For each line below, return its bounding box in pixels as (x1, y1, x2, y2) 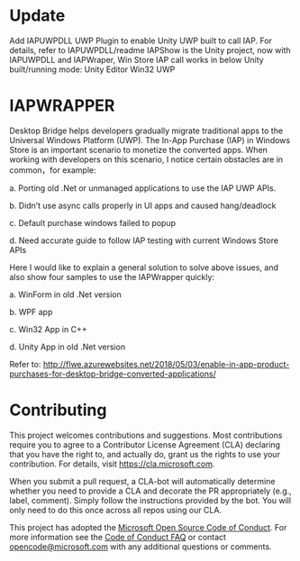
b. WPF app (9, 306, 53, 317)
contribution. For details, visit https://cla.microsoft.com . (9, 458, 215, 469)
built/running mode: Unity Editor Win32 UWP (9, 64, 176, 75)
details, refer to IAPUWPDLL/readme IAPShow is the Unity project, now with (9, 44, 291, 55)
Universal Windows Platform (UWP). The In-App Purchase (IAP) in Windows (9, 134, 291, 145)
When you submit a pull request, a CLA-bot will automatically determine (9, 475, 276, 486)
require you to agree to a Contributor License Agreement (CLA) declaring (9, 439, 281, 450)
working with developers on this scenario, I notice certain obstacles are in (9, 154, 284, 165)
